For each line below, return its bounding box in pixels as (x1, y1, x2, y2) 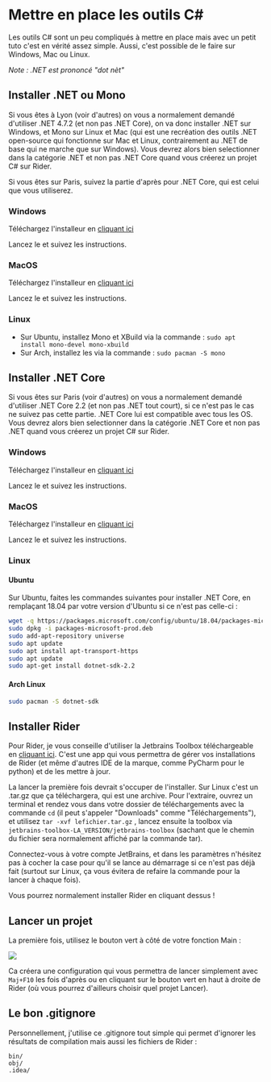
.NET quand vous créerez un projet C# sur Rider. (8, 427, 170, 436)
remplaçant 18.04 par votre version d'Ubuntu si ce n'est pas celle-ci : (8, 601, 238, 611)
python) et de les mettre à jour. (8, 767, 111, 776)
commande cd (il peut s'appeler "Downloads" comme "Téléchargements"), (8, 808, 256, 818)
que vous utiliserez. (8, 185, 73, 195)
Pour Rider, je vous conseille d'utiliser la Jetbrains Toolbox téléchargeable (8, 741, 254, 751)
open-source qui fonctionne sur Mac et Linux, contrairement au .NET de (8, 135, 248, 145)
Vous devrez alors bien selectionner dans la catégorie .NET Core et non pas (8, 418, 261, 428)
